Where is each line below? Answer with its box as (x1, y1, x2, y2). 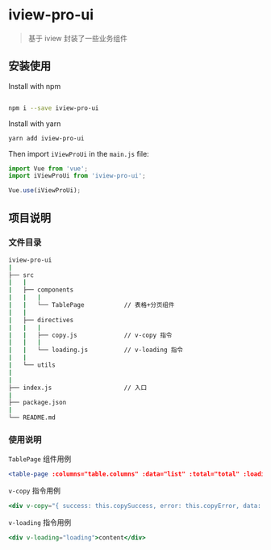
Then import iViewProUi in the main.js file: (8, 149, 149, 158)
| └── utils (8, 361, 56, 369)
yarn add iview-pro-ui (8, 134, 85, 142)
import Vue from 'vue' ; (8, 164, 89, 173)
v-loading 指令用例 (8, 518, 72, 527)
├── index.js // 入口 (8, 384, 148, 392)
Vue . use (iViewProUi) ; (8, 187, 81, 195)
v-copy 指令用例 (8, 486, 60, 496)
